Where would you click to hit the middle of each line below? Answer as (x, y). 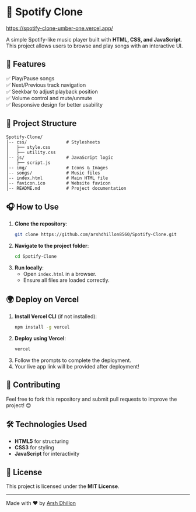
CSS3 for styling (34, 448)
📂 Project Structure (41, 123)
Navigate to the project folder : (52, 246)
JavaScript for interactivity (47, 454)
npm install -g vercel (42, 327)
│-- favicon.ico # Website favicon (58, 183)
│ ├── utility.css (31, 152)
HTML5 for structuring (41, 441)
